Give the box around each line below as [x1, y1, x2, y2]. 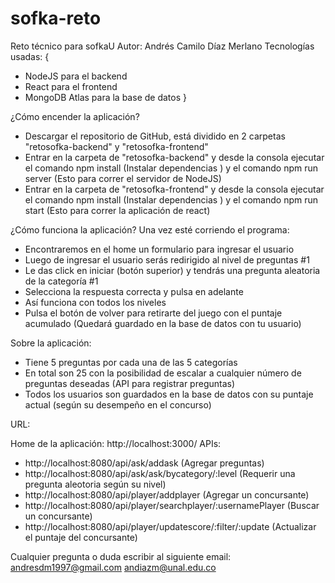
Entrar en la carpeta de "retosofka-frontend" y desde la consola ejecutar [24, 183, 325, 195]
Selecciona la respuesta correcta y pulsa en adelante [24, 285, 244, 297]
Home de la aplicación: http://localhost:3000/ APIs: [10, 437, 222, 449]
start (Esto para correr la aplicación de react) [24, 204, 211, 216]
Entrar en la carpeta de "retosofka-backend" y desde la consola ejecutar [24, 151, 325, 163]
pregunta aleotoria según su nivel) [24, 478, 167, 490]
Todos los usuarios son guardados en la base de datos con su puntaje [24, 388, 314, 400]
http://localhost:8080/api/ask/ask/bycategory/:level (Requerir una [24, 467, 296, 479]
